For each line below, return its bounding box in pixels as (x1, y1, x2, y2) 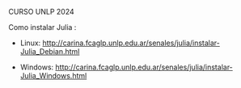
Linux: (19, 38, 41, 48)
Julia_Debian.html (19, 47, 80, 56)
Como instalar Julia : (8, 23, 77, 31)
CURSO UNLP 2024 (8, 7, 74, 16)
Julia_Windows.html (19, 71, 87, 80)
